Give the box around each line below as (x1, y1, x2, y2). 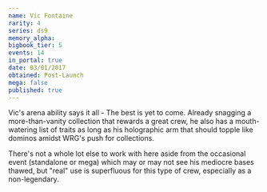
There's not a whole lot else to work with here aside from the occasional (8, 149, 246, 158)
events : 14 (8, 49, 45, 57)
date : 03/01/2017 (8, 64, 66, 72)
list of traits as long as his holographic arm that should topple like (38, 125, 253, 134)
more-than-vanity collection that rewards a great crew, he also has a (8, 117, 234, 126)
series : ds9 (8, 26, 48, 34)
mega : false (8, 78, 48, 86)
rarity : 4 (8, 19, 42, 27)
